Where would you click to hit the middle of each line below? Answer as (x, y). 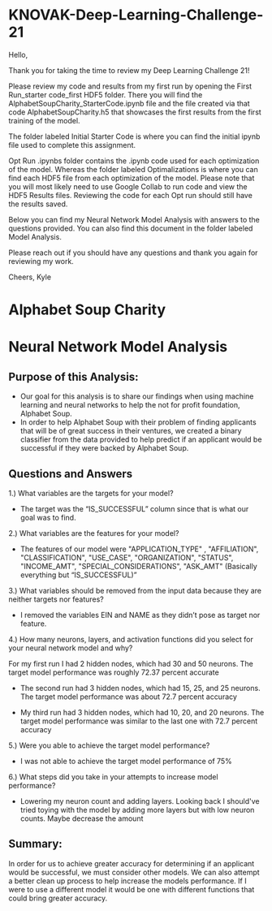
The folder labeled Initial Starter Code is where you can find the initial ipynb (134, 136)
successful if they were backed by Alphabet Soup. (104, 448)
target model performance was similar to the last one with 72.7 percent (139, 721)
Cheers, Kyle (30, 277)
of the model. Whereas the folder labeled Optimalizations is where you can (133, 169)
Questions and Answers (71, 474)
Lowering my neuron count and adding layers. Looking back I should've (140, 801)
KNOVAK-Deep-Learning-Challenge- (136, 15)
